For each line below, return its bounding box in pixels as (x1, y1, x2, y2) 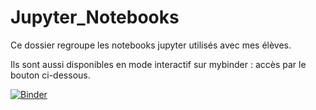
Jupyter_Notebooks (10, 6, 180, 29)
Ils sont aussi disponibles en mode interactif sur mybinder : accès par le (10, 58, 307, 70)
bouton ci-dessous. (10, 69, 91, 81)
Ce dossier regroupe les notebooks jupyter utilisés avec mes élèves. (10, 39, 292, 51)
